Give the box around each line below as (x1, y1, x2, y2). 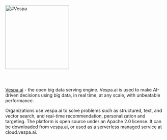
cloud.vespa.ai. (5, 129, 37, 135)
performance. (5, 98, 34, 104)
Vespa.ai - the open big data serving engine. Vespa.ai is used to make (5, 87, 152, 92)
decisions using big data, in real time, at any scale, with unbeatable (19, 92, 160, 98)
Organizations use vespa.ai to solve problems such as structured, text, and (5, 107, 162, 113)
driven (5, 92, 19, 98)
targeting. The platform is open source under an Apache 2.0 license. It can (5, 119, 162, 124)
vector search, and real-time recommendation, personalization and (5, 113, 146, 119)
